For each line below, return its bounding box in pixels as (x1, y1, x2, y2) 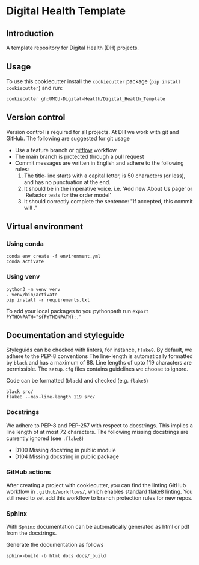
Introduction (6, 28, 54, 39)
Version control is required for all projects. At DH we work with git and (6, 128, 179, 135)
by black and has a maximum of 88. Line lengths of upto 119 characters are (6, 359, 192, 366)
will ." (23, 204, 38, 211)
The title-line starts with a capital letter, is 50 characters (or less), (23, 172, 186, 179)
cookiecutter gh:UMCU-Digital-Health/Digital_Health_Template (6, 95, 165, 102)
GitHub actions (6, 468, 51, 476)
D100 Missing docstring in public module (14, 446, 116, 453)
